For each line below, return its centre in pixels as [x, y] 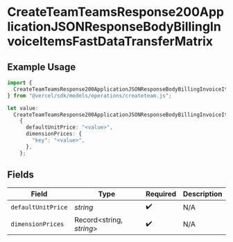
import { [20, 83]
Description [202, 194]
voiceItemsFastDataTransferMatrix [110, 41]
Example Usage [42, 67]
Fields [21, 175]
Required [161, 194]
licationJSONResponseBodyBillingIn [114, 27]
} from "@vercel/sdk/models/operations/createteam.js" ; [89, 95]
